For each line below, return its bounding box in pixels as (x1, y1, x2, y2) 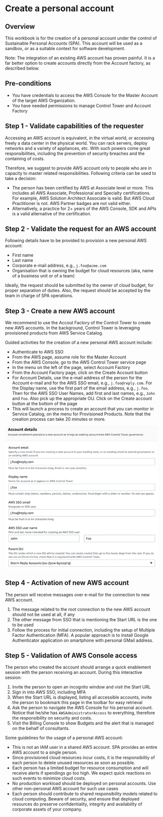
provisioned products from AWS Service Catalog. (5, 330, 103, 336)
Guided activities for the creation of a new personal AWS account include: (5, 339, 153, 346)
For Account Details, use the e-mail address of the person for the (12, 375, 143, 381)
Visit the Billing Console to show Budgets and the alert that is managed (12, 720, 154, 726)
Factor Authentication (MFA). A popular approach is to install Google (12, 632, 149, 638)
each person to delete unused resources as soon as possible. (12, 760, 135, 766)
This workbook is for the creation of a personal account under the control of (5, 35, 157, 41)
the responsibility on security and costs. (12, 715, 92, 721)
